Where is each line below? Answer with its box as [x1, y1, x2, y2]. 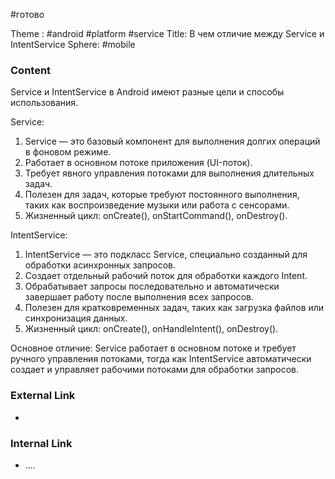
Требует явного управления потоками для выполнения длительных [24, 167, 315, 179]
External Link [10, 389, 76, 403]
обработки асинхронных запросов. [24, 259, 176, 271]
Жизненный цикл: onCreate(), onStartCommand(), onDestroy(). [24, 210, 288, 222]
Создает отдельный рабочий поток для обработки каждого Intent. [24, 270, 308, 282]
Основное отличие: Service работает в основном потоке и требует [10, 342, 297, 354]
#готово [10, 9, 45, 20]
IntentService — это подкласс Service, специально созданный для [24, 249, 308, 261]
